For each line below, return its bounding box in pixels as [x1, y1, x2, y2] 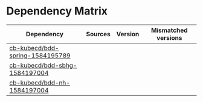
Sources [86, 30, 111, 38]
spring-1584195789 [9, 51, 71, 60]
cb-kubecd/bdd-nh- [9, 78, 71, 87]
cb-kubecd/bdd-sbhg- [9, 61, 77, 69]
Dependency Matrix [6, 4, 108, 18]
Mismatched [150, 26, 188, 34]
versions [156, 33, 182, 42]
